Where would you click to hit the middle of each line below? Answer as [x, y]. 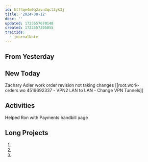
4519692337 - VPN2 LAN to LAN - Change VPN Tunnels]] [85, 91]
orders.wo [15, 91]
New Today [23, 73]
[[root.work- [127, 85]
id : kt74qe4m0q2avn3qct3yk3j [35, 10]
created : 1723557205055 [29, 28]
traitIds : [15, 32]
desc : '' [14, 19]
